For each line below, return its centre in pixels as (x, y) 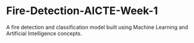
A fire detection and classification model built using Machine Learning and (97, 27)
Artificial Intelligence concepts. (44, 33)
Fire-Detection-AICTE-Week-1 (82, 11)
